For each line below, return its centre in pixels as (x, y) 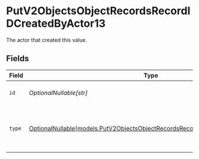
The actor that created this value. (46, 40)
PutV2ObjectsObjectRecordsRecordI (98, 11)
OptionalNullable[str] (58, 93)
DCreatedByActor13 (56, 23)
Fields (18, 58)
